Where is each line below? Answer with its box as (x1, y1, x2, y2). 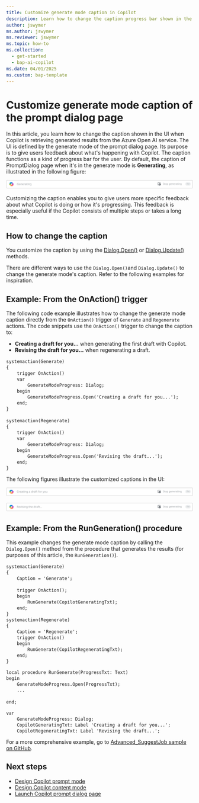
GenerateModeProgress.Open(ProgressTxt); (17, 682, 120, 688)
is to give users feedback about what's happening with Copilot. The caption (6, 149, 191, 156)
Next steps (6, 762, 47, 772)
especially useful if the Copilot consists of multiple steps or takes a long (6, 207, 182, 214)
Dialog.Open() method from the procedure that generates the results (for (6, 545, 184, 553)
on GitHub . (6, 745, 33, 752)
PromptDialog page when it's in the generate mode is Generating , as (6, 162, 175, 169)
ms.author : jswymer (6, 28, 54, 34)
